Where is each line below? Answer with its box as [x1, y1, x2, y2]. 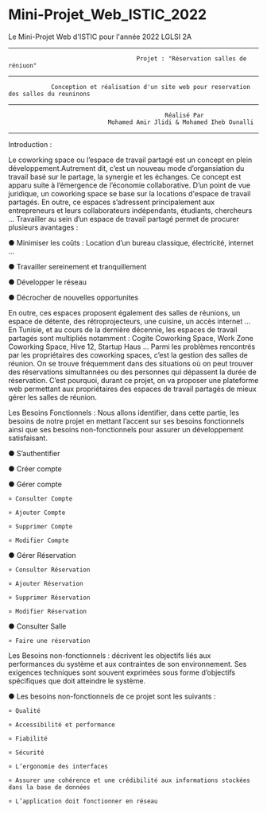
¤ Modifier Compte [8, 536, 69, 544]
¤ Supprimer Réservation [8, 594, 91, 602]
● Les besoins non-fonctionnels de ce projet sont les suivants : [8, 691, 216, 701]
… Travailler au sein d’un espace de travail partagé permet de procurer [8, 214, 240, 223]
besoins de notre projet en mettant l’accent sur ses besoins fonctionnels [8, 416, 245, 426]
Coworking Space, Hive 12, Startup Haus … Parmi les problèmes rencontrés [8, 342, 256, 351]
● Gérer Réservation [8, 550, 77, 559]
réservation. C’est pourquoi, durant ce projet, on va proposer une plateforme [8, 375, 259, 385]
